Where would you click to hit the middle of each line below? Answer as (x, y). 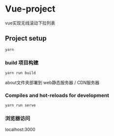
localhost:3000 (20, 129)
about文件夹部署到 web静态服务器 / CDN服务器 (52, 83)
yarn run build (20, 73)
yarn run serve (20, 106)
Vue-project (30, 9)
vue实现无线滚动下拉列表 (30, 23)
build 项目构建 (22, 62)
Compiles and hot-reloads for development (57, 95)
